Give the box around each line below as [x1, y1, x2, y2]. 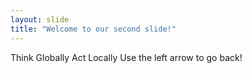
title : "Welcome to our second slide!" [10, 24, 177, 34]
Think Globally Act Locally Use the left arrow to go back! [10, 51, 243, 63]
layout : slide [10, 14, 70, 25]
